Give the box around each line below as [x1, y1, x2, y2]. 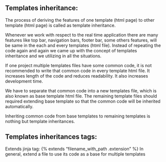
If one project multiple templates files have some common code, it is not [5, 62, 152, 68]
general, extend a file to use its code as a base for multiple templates [5, 151, 146, 157]
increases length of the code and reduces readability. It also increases [5, 73, 148, 79]
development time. [5, 78, 43, 84]
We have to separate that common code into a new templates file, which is [5, 87, 157, 93]
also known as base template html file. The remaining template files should [5, 93, 157, 99]
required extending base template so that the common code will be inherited [5, 98, 161, 104]
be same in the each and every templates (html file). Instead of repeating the [5, 42, 161, 48]
